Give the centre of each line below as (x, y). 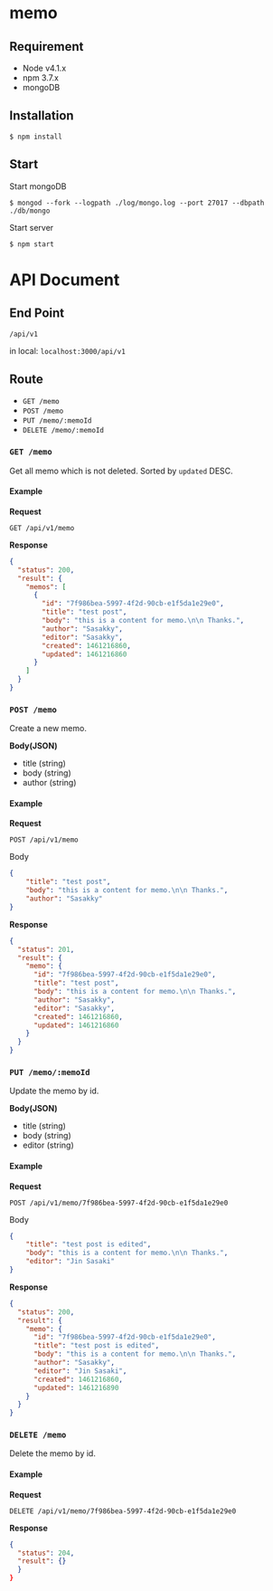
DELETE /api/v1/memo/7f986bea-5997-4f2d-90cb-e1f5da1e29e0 (123, 1511)
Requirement (47, 47)
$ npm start (32, 244)
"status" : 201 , (46, 949)
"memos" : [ (46, 586)
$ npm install (36, 137)
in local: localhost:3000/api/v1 (68, 350)
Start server (32, 227)
